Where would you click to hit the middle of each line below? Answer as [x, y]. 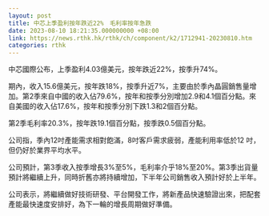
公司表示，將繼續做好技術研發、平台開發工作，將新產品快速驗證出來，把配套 [134, 194]
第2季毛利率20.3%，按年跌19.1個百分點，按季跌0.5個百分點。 [109, 123]
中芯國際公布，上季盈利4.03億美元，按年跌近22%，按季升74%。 [115, 70]
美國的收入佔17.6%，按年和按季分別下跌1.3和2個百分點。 [108, 106]
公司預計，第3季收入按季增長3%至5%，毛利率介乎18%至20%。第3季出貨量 [133, 167]
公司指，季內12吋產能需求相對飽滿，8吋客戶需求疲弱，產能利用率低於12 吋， [134, 140]
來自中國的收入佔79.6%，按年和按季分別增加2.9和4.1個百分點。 [145, 96]
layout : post [30, 16]
